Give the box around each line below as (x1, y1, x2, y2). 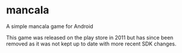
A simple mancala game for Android (6, 23, 93, 30)
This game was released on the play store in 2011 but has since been (6, 34, 174, 41)
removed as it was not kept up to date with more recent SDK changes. (6, 40, 177, 47)
